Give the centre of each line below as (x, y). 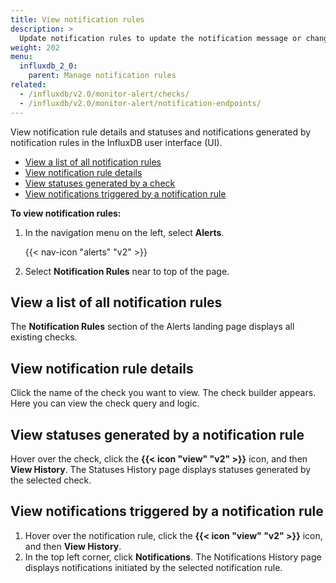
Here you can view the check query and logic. (105, 403)
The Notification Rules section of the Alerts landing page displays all (152, 327)
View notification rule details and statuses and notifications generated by (161, 132)
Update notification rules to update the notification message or (160, 38)
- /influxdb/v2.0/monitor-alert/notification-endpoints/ (140, 103)
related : (28, 85)
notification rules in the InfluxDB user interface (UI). (116, 142)
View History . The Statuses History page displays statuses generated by (161, 469)
